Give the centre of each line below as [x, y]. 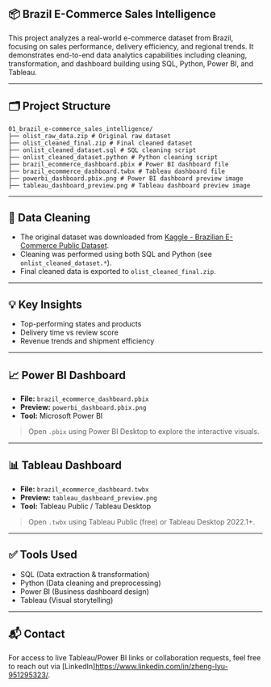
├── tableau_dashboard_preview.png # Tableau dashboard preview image [129, 185]
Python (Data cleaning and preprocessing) [90, 583]
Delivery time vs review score [69, 333]
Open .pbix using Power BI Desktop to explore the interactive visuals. [144, 432]
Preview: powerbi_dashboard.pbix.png [83, 407]
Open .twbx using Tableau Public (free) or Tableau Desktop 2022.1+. [142, 521]
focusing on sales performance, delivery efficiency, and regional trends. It [131, 46]
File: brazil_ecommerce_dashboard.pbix [84, 398]
